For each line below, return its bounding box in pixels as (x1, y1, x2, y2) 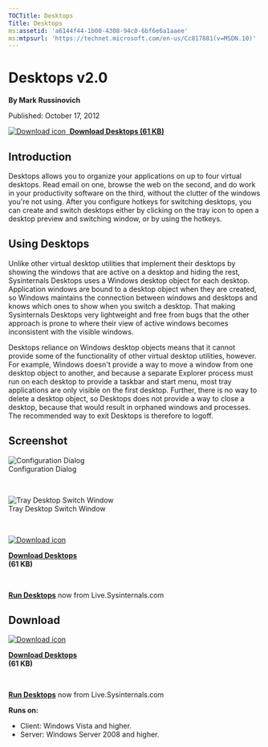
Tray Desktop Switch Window (8, 503, 106, 513)
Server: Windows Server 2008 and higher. (19, 729, 160, 740)
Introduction (8, 150, 72, 163)
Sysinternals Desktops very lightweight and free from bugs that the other (8, 310, 250, 319)
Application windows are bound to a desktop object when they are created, (8, 284, 257, 293)
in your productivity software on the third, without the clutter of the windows (8, 188, 261, 198)
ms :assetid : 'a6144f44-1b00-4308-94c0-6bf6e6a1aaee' (8, 27, 189, 35)
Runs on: (8, 705, 39, 716)
